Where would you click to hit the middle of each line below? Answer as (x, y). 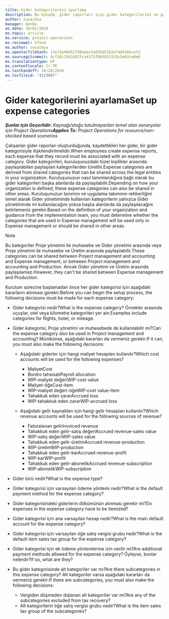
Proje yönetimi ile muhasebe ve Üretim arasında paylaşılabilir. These (75, 250)
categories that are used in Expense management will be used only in (77, 220)
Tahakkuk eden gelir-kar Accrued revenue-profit (77, 453)
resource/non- (140, 130)
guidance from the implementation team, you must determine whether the (82, 215)
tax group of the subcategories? (53, 611)
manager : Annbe (21, 24)
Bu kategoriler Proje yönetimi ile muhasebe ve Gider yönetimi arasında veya (83, 245)
